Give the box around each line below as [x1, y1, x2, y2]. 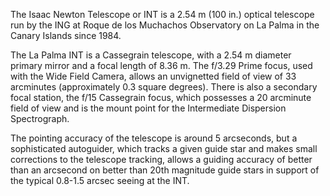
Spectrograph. [10, 113, 70, 124]
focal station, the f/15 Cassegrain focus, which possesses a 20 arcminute [10, 92, 312, 103]
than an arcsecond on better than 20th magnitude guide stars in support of [10, 164, 320, 176]
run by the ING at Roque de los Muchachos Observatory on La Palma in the [10, 19, 320, 31]
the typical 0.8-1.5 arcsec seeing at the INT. [10, 175, 190, 186]
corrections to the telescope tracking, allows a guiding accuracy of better [10, 154, 313, 165]
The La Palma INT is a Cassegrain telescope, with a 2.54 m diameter [10, 49, 292, 61]
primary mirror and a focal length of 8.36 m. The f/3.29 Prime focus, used [10, 60, 313, 71]
